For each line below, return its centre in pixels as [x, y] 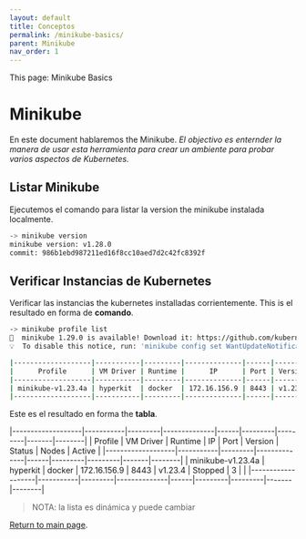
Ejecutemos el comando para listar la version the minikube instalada [137, 209]
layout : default [40, 18]
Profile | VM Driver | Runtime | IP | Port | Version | [187, 442]
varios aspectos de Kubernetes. [69, 159]
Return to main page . [49, 525]
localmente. [31, 219]
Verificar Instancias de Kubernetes [111, 281]
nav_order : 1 [34, 52]
